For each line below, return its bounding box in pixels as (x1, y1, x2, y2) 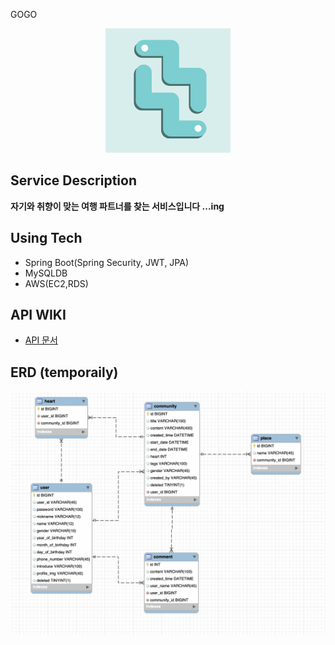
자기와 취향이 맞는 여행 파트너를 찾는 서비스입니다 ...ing (10, 200, 225, 212)
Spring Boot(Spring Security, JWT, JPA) (24, 256, 190, 268)
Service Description (10, 172, 137, 189)
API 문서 (24, 334, 58, 346)
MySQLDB (24, 267, 68, 279)
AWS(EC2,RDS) (24, 277, 89, 289)
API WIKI (10, 306, 67, 323)
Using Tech (10, 230, 83, 247)
